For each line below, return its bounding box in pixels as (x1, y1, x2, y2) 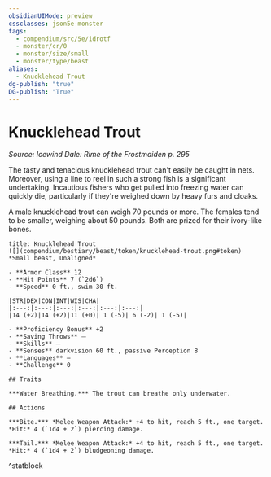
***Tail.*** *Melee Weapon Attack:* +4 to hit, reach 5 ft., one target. (8, 440, 264, 448)
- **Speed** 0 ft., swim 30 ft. (8, 282, 118, 291)
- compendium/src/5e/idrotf (15, 34, 111, 43)
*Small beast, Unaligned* (8, 254, 96, 263)
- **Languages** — (8, 354, 71, 362)
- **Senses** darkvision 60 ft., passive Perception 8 (8, 347, 199, 355)
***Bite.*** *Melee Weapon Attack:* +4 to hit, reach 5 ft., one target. (8, 418, 264, 427)
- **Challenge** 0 (8, 361, 71, 370)
